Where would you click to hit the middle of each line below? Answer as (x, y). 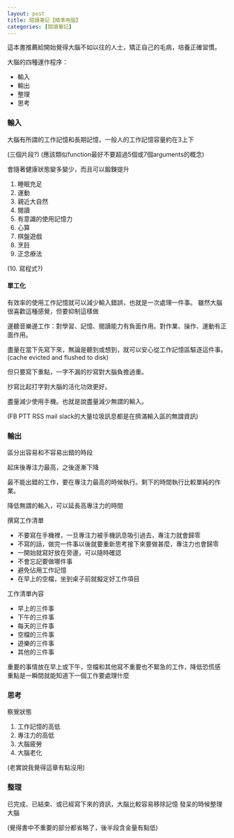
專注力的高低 (36, 736)
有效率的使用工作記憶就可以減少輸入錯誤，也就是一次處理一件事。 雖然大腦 (115, 302)
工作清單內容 (25, 594)
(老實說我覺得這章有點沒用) (46, 768)
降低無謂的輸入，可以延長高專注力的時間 (65, 505)
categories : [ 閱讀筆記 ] (39, 26)
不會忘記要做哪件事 (45, 561)
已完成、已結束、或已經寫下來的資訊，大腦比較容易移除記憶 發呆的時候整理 (115, 804)
